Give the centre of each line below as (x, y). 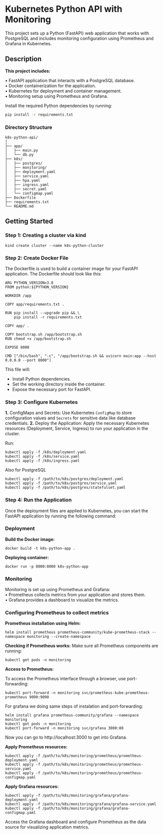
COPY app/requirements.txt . (35, 304)
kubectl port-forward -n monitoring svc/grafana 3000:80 (64, 728)
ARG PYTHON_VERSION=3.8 (29, 283)
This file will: (18, 369)
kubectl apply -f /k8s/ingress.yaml (42, 461)
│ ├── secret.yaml (26, 189)
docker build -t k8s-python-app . (40, 548)
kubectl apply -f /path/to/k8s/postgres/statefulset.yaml (65, 488)
